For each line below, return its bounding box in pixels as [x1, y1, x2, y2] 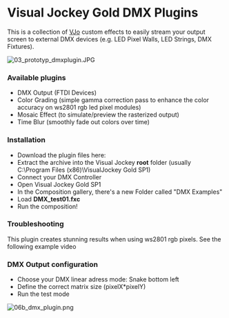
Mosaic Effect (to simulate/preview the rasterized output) [17, 110, 179, 119]
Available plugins [7, 72, 67, 82]
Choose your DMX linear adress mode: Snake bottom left [17, 275, 179, 284]
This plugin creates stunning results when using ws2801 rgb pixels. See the [7, 235, 221, 243]
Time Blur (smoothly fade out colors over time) [17, 118, 150, 126]
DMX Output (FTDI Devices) [17, 88, 97, 97]
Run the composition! [17, 202, 78, 210]
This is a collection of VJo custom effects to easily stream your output [7, 28, 206, 36]
